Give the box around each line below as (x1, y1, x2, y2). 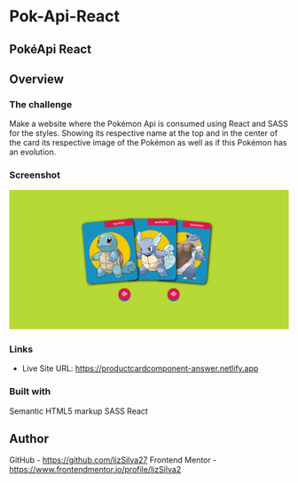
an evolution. (9, 146, 57, 157)
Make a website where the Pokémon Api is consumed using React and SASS (9, 118, 288, 130)
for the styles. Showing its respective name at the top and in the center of (9, 128, 278, 139)
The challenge (9, 98, 73, 110)
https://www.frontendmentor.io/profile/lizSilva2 (9, 464, 182, 475)
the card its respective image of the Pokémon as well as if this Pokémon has (9, 138, 287, 148)
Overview (9, 71, 65, 86)
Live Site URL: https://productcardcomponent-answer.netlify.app (21, 363, 259, 374)
